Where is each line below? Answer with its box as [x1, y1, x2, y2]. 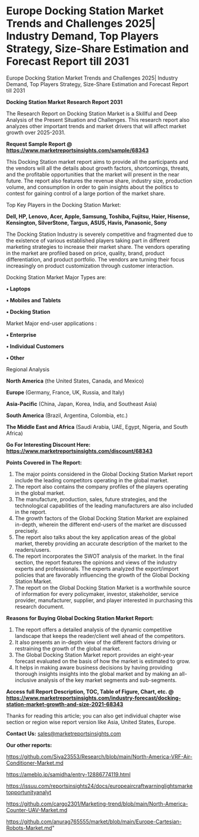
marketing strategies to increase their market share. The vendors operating [6, 243, 190, 250]
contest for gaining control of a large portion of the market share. [6, 189, 166, 197]
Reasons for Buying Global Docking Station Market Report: [6, 614, 154, 621]
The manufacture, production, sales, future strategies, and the [14, 495, 168, 503]
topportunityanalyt [6, 788, 52, 795]
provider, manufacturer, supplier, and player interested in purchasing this [14, 596, 193, 604]
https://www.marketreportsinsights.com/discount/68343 [6, 447, 153, 454]
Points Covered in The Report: [6, 459, 82, 466]
